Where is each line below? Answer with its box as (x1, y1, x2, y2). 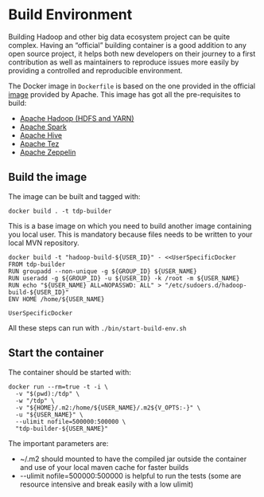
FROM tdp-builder (8, 260, 66, 268)
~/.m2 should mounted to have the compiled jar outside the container (19, 454, 247, 464)
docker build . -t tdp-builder (8, 207, 112, 215)
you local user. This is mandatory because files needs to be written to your (8, 229, 253, 239)
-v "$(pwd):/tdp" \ (15, 389, 80, 397)
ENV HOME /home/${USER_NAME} (8, 295, 105, 303)
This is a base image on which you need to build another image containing (8, 221, 252, 230)
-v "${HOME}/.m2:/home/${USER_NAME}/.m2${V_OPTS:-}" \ (15, 404, 201, 412)
